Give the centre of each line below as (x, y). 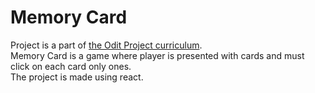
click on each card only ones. (71, 66)
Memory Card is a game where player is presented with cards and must (157, 55)
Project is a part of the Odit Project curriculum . (106, 45)
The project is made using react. (77, 77)
